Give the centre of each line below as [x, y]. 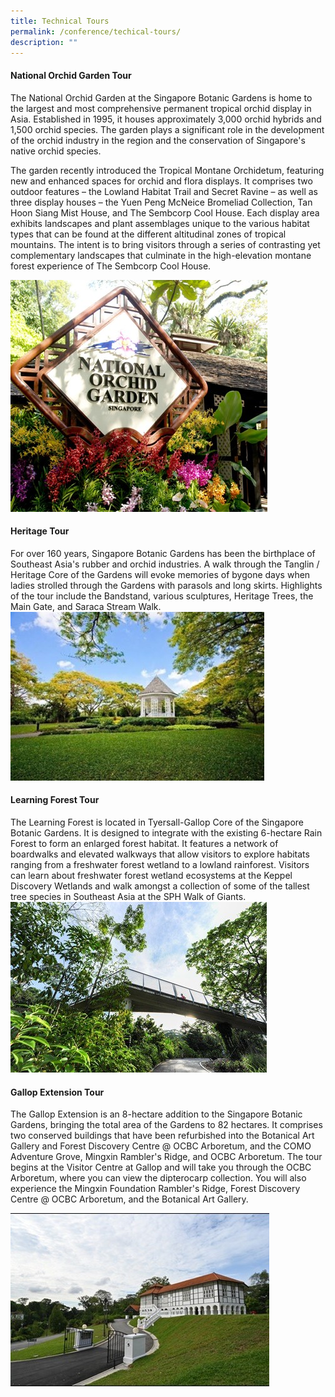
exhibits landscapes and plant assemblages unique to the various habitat [160, 223]
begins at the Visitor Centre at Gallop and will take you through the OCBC [161, 1167]
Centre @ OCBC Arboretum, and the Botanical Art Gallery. [129, 1199]
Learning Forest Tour [55, 800]
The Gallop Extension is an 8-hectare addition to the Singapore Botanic [156, 1114]
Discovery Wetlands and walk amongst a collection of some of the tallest [160, 886]
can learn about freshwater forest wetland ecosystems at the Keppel [151, 875]
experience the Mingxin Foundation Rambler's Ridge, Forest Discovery [155, 1189]
